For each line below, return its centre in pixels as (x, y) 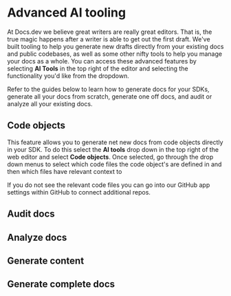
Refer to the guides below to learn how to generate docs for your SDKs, (108, 89)
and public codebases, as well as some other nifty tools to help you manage (114, 54)
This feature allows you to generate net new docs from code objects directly (115, 142)
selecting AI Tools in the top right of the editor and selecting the (98, 68)
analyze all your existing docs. (50, 103)
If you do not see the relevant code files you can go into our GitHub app (109, 185)
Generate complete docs (61, 284)
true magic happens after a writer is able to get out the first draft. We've (109, 39)
